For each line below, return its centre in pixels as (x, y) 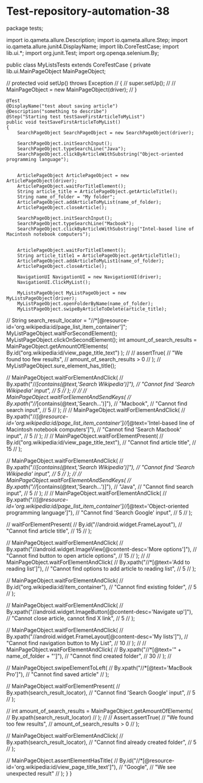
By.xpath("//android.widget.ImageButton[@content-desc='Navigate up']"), (100, 612)
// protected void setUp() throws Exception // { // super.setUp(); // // (91, 83)
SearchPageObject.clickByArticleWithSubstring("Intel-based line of (106, 229)
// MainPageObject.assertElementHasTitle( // (62, 760)
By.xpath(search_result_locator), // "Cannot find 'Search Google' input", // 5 (101, 692)
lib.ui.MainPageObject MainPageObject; (56, 71)
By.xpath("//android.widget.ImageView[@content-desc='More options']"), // (102, 549)
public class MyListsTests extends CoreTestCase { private (78, 65)
